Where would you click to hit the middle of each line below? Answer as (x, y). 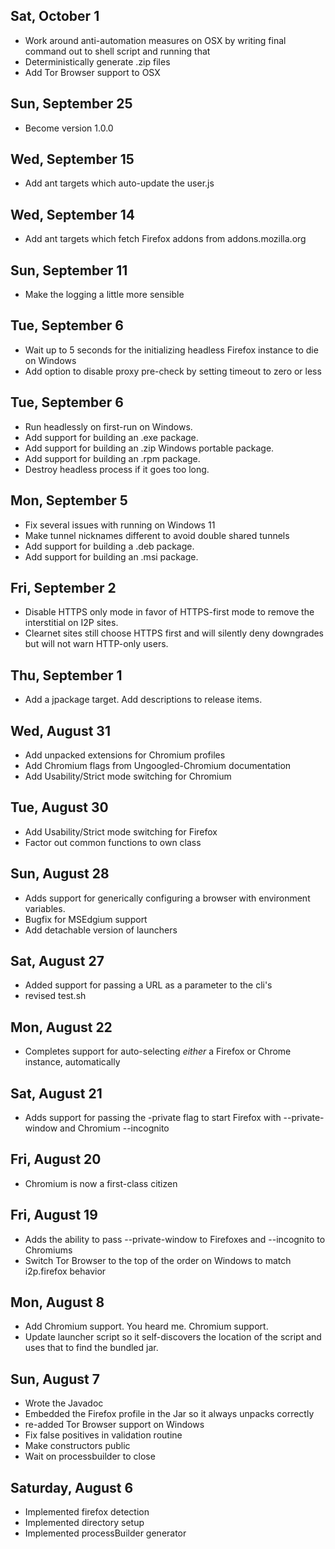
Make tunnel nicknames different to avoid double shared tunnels (157, 535)
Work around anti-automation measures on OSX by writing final (155, 40)
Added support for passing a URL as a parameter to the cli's (148, 985)
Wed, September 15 (72, 159)
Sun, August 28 (60, 874)
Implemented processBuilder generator (105, 1533)
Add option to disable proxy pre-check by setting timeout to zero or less (173, 371)
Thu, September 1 (66, 675)
